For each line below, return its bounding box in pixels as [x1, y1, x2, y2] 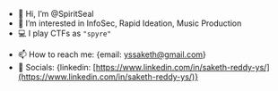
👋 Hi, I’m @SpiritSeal [17, 9, 94, 19]
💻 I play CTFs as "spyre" [17, 28, 112, 38]
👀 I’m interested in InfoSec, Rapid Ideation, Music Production [17, 18, 242, 29]
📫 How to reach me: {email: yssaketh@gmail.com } [17, 49, 206, 60]
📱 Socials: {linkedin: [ [17, 62, 97, 72]
